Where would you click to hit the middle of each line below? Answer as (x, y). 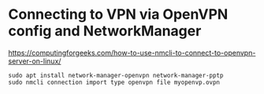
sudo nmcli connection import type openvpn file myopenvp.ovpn (114, 82)
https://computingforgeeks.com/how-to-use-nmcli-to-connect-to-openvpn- (132, 52)
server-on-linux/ (35, 61)
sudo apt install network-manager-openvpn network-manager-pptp (116, 75)
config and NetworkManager (105, 31)
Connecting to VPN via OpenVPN (118, 14)
